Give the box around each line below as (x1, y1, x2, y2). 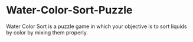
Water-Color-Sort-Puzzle (6, 3, 133, 17)
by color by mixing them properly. (6, 29, 89, 36)
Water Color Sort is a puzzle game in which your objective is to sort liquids (6, 23, 187, 30)
